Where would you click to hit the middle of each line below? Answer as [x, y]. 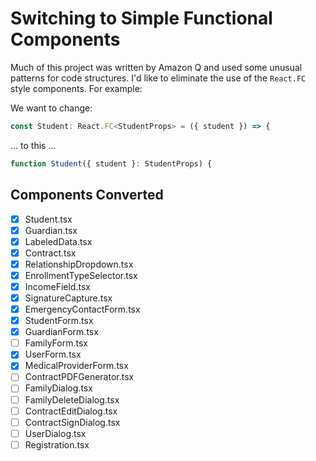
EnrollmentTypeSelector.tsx [81, 275]
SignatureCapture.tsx [68, 298]
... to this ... [33, 145]
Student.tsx [48, 219]
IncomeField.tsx [57, 286]
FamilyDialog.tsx [58, 388]
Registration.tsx [57, 444]
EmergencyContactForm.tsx [82, 309]
